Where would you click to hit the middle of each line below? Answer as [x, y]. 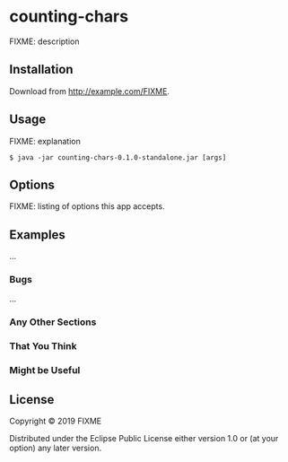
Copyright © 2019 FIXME [56, 421]
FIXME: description [44, 41]
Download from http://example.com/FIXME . [90, 91]
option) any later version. [55, 448]
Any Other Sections [53, 322]
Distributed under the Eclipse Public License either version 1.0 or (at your [144, 439]
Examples [37, 235]
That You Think [43, 346]
